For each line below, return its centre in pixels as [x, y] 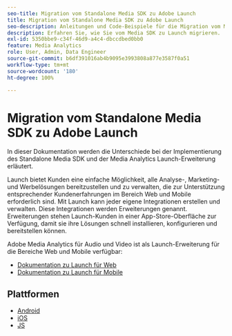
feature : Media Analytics [44, 46]
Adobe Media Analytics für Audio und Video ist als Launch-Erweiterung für [113, 244]
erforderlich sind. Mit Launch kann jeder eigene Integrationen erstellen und [114, 201]
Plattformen [33, 294]
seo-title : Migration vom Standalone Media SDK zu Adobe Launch [101, 13]
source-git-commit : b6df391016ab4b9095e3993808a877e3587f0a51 [98, 59]
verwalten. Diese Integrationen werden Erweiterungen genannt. [97, 209]
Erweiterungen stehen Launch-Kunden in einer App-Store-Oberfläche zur [112, 216]
